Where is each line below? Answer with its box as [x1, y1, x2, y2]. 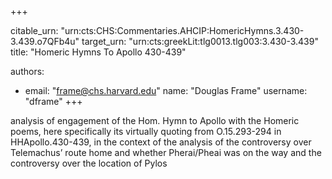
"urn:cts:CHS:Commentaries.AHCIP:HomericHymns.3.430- [60, 25, 305, 36]
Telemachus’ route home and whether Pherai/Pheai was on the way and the [10, 147, 322, 158]
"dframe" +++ [24, 96, 83, 107]
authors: [10, 66, 45, 77]
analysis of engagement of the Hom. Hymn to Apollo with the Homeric [10, 115, 300, 126]
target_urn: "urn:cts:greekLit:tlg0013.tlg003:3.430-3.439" [81, 36, 319, 47]
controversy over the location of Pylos [10, 157, 168, 169]
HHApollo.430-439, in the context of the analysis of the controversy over [10, 136, 312, 148]
